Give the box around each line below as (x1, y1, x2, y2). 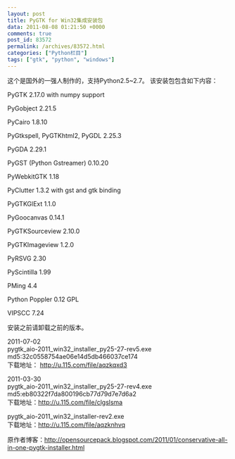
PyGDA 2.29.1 (7, 145, 47, 153)
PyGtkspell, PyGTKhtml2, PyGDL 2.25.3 (7, 131, 122, 139)
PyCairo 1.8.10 (7, 118, 48, 126)
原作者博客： (7, 435, 44, 444)
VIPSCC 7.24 (7, 308, 44, 317)
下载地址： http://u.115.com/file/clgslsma (7, 398, 123, 406)
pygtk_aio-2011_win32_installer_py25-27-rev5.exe (7, 344, 152, 353)
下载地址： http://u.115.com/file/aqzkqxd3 (7, 360, 128, 369)
